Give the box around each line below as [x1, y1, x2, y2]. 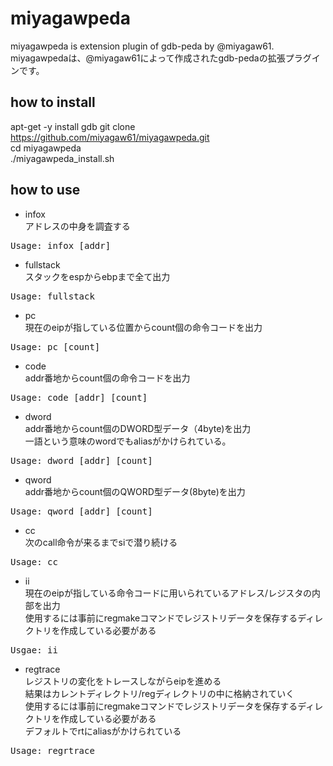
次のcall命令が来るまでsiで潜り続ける [24, 536, 178, 548]
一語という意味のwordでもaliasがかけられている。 [24, 435, 232, 447]
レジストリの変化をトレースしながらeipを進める [24, 675, 222, 687]
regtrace [24, 663, 61, 675]
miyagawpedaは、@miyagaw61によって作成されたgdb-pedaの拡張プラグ [10, 52, 312, 64]
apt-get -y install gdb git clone [10, 120, 136, 132]
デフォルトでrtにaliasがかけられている [24, 725, 182, 737]
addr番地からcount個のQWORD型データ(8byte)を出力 [24, 485, 246, 497]
